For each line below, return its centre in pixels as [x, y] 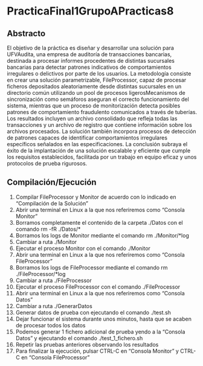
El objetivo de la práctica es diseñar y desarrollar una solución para [91, 48]
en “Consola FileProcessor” [55, 357]
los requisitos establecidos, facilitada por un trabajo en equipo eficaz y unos [102, 157]
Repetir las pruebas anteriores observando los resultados [87, 344]
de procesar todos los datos [50, 325]
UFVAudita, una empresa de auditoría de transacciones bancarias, [89, 54]
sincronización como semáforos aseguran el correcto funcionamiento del [98, 99]
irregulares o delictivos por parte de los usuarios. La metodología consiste [99, 73]
